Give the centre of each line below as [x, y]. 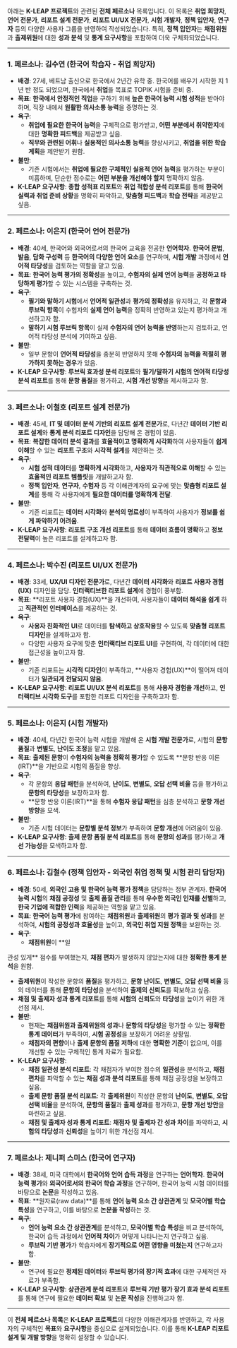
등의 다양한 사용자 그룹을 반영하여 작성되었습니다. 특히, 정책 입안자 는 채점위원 [121, 29]
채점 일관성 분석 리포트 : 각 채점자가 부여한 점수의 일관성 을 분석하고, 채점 [126, 1069]
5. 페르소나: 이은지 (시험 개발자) [58, 723]
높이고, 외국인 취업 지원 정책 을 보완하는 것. [163, 924]
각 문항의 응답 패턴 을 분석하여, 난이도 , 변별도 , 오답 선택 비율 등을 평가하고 [128, 784]
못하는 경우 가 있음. [72, 362]
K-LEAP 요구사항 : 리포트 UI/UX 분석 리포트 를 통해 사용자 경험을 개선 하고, [118, 688]
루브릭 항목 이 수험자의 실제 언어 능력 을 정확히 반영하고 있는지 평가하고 [124, 309]
